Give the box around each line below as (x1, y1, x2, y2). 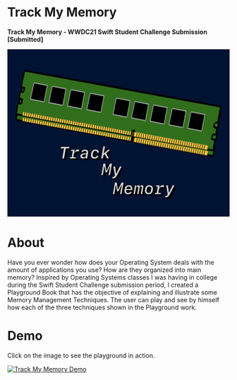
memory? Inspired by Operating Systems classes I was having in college (7, 273, 218, 281)
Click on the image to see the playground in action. (7, 351, 155, 360)
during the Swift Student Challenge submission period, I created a (7, 280, 199, 289)
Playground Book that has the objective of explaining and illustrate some (7, 287, 217, 297)
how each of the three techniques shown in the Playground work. (7, 303, 197, 311)
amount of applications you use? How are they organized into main (7, 266, 202, 274)
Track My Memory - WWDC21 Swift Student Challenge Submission (7, 28, 208, 36)
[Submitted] (7, 35, 44, 43)
